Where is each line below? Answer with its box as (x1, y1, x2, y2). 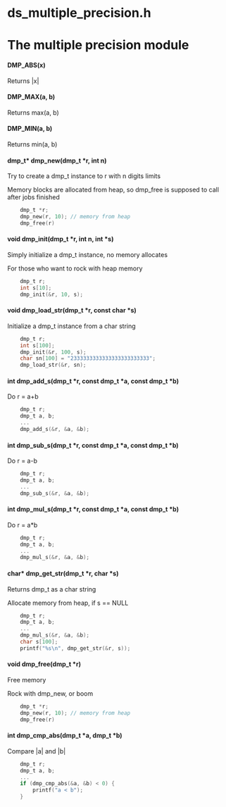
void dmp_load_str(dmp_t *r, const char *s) (7, 306, 137, 315)
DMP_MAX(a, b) (7, 93, 56, 101)
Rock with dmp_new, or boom (7, 689, 94, 698)
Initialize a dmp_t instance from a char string (7, 322, 136, 330)
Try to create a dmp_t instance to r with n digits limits (7, 172, 161, 180)
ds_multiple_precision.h (7, 5, 151, 21)
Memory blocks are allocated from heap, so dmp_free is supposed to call (7, 185, 220, 194)
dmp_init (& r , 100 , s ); (20, 349, 87, 356)
